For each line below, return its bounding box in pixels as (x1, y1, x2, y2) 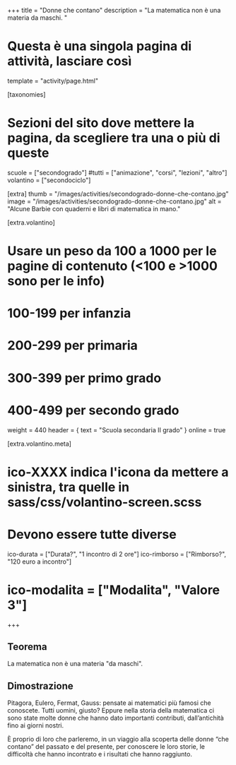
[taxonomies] (7, 90, 46, 98)
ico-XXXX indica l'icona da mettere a (7, 464, 229, 480)
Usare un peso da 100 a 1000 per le (7, 243, 217, 259)
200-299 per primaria (7, 338, 138, 354)
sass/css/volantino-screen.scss (7, 494, 202, 510)
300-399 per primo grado (7, 370, 162, 386)
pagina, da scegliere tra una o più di (7, 130, 220, 146)
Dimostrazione (7, 680, 73, 692)
